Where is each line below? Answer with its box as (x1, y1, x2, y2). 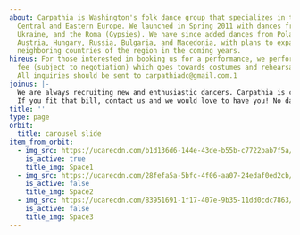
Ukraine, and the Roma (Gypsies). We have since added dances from (17, 29, 274, 38)
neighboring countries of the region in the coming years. (17, 46, 242, 55)
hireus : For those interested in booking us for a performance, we (9, 55, 266, 63)
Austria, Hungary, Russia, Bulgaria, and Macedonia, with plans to (17, 38, 274, 47)
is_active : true (25, 154, 87, 164)
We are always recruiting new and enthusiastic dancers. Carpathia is (17, 88, 286, 97)
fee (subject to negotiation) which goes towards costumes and (17, 63, 257, 72)
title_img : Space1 (25, 163, 94, 172)
